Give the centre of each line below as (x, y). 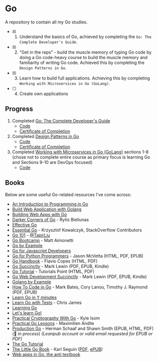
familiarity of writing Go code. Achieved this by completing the (82, 62)
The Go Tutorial (28, 344)
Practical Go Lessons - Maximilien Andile (53, 323)
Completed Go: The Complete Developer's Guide (61, 121)
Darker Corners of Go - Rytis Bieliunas (50, 220)
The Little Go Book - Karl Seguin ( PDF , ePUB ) (57, 349)
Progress (19, 109)
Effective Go (25, 224)
